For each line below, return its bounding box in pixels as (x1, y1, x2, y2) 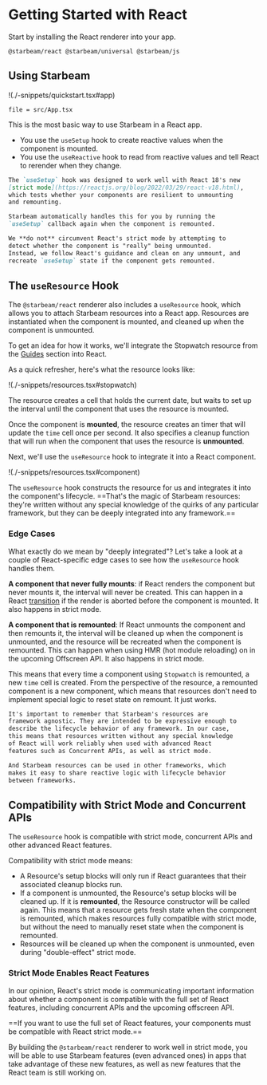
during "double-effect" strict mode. (19, 948, 136, 957)
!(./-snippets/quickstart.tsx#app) (8, 90, 116, 100)
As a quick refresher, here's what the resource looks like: (8, 365, 195, 374)
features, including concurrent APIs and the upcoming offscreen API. (8, 1003, 235, 1012)
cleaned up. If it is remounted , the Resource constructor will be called (19, 897, 250, 906)
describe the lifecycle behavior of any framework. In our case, (8, 724, 230, 733)
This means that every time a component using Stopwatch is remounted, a (8, 669, 249, 679)
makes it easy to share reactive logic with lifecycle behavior (8, 768, 226, 777)
